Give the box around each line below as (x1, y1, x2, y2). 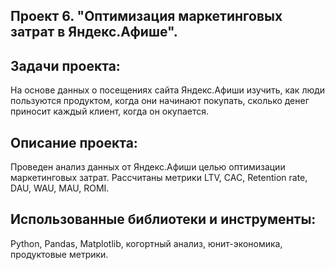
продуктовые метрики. (10, 248, 109, 260)
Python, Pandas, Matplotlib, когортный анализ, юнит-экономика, (10, 237, 283, 249)
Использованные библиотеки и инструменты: (10, 211, 317, 228)
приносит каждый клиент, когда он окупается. (10, 105, 209, 118)
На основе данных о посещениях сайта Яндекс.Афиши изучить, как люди (10, 84, 326, 96)
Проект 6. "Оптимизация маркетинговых (10, 8, 283, 25)
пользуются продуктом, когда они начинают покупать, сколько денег (10, 95, 310, 107)
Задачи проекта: (10, 57, 121, 74)
